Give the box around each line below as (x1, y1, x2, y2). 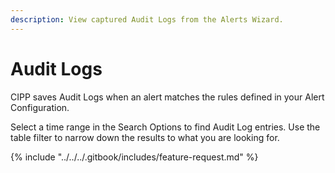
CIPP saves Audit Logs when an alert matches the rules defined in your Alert (10, 91, 325, 103)
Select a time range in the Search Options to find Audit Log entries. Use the (10, 121, 321, 133)
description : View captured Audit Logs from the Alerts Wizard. (10, 14, 284, 25)
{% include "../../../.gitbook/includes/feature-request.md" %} (10, 151, 259, 163)
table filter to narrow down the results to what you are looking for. (10, 131, 280, 143)
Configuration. (10, 101, 70, 113)
